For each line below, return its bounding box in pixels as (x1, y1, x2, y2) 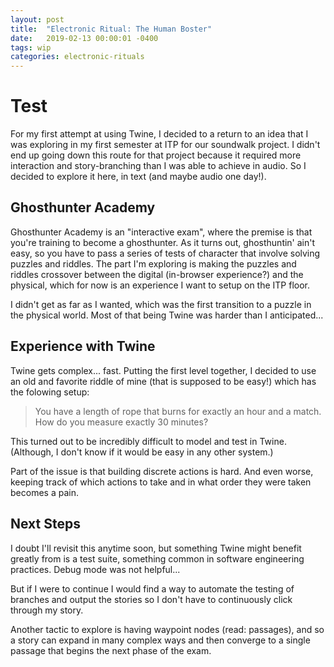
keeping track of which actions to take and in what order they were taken (10, 476, 312, 488)
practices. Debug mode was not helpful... (10, 563, 181, 575)
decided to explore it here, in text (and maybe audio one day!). (10, 171, 267, 183)
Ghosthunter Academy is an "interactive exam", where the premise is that (10, 226, 313, 238)
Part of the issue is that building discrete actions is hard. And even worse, (10, 465, 314, 477)
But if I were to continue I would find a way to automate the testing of (10, 582, 295, 595)
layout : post (10, 14, 65, 25)
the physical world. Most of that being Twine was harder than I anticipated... (10, 309, 324, 321)
